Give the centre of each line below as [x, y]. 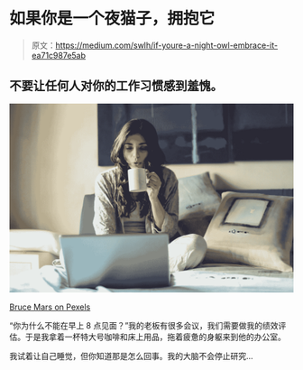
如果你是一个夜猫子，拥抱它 [112, 18]
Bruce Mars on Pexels [50, 307]
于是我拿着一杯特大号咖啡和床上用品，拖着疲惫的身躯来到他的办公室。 [155, 337]
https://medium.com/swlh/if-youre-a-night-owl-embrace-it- [166, 45]
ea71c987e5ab [59, 55]
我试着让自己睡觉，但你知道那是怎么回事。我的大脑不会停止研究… [132, 356]
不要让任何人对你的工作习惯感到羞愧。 [116, 86]
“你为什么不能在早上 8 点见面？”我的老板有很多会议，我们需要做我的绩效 [144, 326]
